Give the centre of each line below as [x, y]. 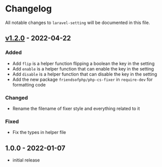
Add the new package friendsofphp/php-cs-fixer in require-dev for [82, 79]
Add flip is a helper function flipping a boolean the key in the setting [83, 63]
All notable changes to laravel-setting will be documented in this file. [77, 22]
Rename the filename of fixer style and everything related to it [76, 108]
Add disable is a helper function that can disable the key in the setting [85, 74]
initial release [26, 160]
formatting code [29, 84]
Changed [17, 97]
